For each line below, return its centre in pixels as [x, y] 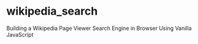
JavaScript [20, 34]
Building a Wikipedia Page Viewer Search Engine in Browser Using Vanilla [99, 28]
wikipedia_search [52, 11]
